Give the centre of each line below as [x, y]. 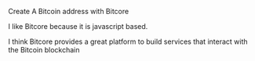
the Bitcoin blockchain [44, 50]
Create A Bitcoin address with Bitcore [69, 11]
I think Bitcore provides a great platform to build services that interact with [128, 41]
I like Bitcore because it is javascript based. [78, 26]
